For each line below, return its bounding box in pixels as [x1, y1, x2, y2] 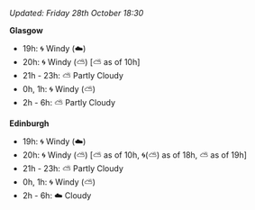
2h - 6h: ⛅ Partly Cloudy [22, 97, 115, 107]
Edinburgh [9, 118, 50, 129]
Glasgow [9, 25, 43, 35]
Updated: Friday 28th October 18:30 [9, 8, 144, 18]
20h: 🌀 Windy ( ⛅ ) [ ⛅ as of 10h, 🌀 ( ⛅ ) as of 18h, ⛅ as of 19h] [22, 150, 248, 160]
